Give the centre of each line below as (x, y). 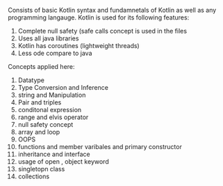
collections (34, 176)
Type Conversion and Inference (63, 87)
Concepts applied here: (41, 67)
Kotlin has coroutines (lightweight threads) (79, 46)
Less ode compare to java (55, 53)
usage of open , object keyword (64, 162)
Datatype (31, 80)
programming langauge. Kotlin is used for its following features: (99, 17)
